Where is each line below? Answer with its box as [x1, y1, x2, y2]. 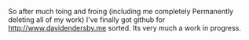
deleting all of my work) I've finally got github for [8, 15, 166, 24]
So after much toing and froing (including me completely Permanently [8, 7, 234, 16]
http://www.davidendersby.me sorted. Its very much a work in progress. [8, 24, 242, 32]
